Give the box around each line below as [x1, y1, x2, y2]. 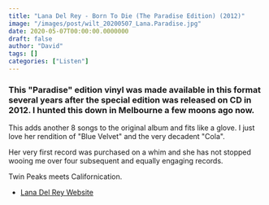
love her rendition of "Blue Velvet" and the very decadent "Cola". [8, 132, 225, 142]
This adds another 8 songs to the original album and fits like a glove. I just [8, 123, 255, 133]
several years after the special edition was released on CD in [8, 94, 252, 106]
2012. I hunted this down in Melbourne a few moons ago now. [8, 104, 255, 116]
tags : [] [8, 50, 38, 58]
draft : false [8, 34, 53, 43]
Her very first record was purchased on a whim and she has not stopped [8, 147, 252, 157]
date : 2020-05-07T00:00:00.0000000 [8, 27, 129, 35]
